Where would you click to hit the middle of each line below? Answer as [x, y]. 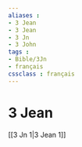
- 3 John [22, 45]
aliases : [24, 15]
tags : [19, 52]
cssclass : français [42, 74]
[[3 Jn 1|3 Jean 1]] [37, 134]
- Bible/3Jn [27, 60]
